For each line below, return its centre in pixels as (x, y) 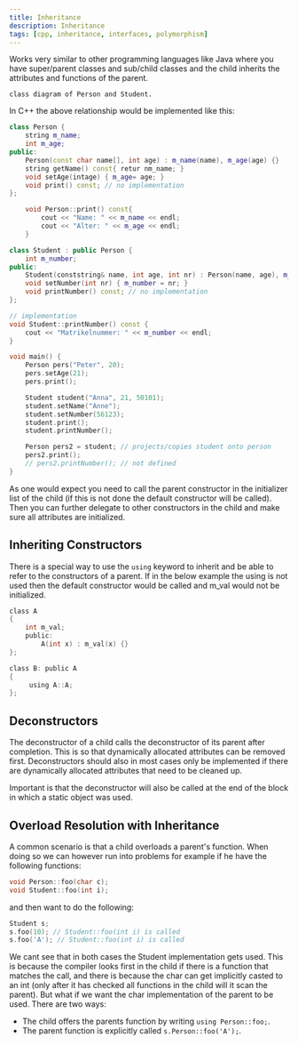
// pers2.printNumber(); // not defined (101, 463)
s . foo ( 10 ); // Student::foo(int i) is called (94, 932)
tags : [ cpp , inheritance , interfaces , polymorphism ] (109, 34)
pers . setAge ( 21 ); (57, 374)
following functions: (45, 865)
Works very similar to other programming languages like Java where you (141, 60)
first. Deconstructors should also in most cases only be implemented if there (149, 761)
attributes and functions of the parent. (79, 78)
